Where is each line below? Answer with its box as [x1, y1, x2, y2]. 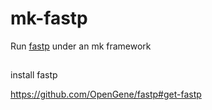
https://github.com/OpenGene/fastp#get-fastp [10, 88, 202, 101]
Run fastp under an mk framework [10, 40, 152, 52]
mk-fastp [10, 7, 88, 30]
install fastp [10, 69, 58, 81]
